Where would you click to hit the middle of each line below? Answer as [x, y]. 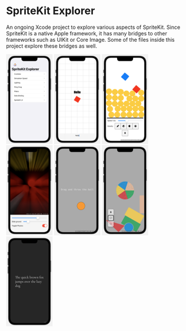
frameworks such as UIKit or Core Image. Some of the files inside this [90, 39]
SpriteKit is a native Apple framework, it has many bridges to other [87, 33]
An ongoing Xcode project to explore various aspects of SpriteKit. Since [93, 27]
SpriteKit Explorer [51, 11]
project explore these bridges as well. [52, 46]
